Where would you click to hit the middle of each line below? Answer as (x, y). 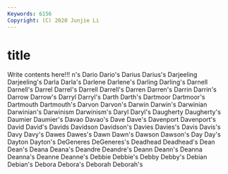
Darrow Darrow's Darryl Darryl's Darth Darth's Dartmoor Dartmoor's (106, 97)
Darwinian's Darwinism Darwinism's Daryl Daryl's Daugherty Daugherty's (114, 112)
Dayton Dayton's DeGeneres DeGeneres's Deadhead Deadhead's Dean (111, 142)
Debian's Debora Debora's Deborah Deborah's (75, 164)
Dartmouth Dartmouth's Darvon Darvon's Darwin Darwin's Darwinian (107, 105)
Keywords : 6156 (30, 14)
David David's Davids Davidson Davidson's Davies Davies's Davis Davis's (114, 127)
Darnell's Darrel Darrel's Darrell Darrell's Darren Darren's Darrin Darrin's (112, 89)
